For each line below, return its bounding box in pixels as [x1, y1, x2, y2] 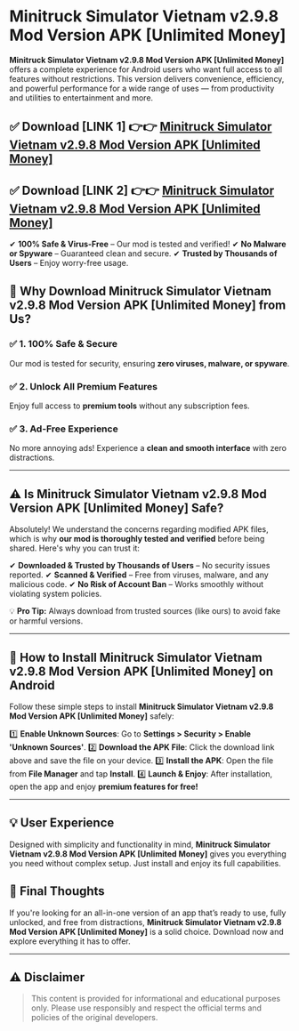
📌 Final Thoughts [9, 883, 105, 899]
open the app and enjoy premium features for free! [9, 781, 198, 793]
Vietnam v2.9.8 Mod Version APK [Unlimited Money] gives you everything [9, 848, 287, 859]
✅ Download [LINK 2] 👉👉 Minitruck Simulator [9, 182, 275, 197]
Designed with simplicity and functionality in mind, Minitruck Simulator [9, 839, 271, 850]
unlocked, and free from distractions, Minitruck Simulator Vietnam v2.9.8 [9, 916, 282, 927]
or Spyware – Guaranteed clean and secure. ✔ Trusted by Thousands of [9, 248, 278, 259]
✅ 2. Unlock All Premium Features [9, 380, 158, 392]
